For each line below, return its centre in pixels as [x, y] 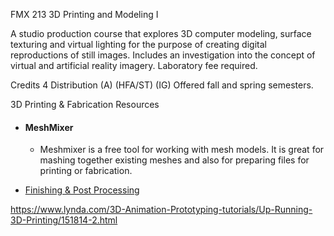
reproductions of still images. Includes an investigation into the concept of [163, 55]
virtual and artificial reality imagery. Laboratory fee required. [134, 65]
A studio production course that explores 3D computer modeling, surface [161, 33]
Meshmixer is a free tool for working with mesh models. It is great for [182, 150]
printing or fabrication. [86, 171]
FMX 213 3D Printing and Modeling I [84, 14]
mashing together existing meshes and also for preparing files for [174, 160]
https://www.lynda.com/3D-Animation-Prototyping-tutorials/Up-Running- [161, 210]
